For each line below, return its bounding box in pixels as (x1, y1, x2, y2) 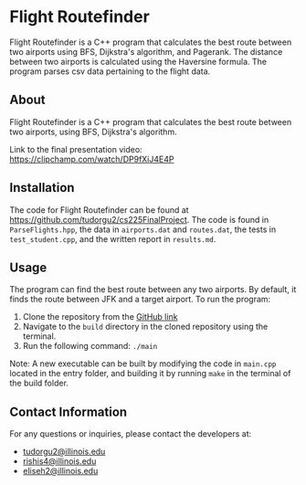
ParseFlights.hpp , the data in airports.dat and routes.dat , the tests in (9, 224, 277, 235)
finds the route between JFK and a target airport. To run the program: (9, 294, 271, 305)
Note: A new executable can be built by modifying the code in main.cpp (9, 358, 277, 369)
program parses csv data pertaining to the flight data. (9, 66, 211, 77)
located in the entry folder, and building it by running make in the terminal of (9, 368, 291, 379)
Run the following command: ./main (22, 341, 158, 352)
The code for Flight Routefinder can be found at (9, 204, 189, 216)
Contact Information (9, 404, 128, 419)
